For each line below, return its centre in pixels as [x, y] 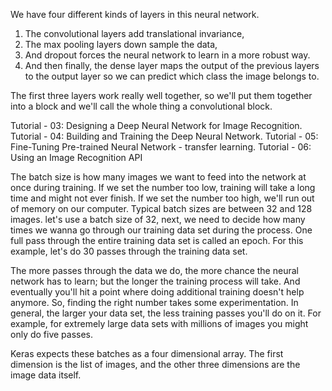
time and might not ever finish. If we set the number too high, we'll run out [162, 198]
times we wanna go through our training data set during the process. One [161, 230]
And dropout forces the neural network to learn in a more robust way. [167, 55]
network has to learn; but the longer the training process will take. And [155, 281]
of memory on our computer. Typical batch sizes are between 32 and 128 [161, 208]
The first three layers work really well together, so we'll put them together [161, 95]
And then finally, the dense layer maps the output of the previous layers [172, 65]
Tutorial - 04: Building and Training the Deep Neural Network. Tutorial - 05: [164, 136]
